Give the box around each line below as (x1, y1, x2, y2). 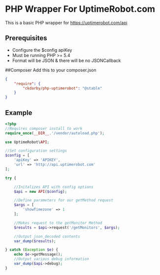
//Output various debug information (14, 257, 90, 262)
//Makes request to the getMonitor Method (14, 220, 102, 225)
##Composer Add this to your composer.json (5, 67, 96, 73)
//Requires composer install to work (5, 126, 83, 131)
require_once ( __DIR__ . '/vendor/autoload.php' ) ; (5, 130, 105, 136)
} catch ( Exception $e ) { (5, 247, 58, 252)
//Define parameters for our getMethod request (14, 198, 113, 203)
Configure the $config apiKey (12, 47, 72, 53)
